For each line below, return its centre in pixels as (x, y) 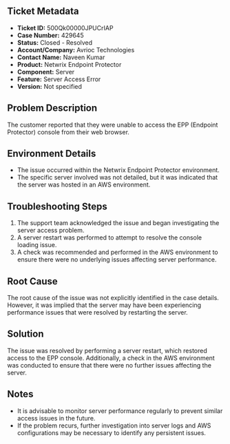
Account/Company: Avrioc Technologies (76, 50)
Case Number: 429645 (50, 35)
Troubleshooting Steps (57, 206)
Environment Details (52, 154)
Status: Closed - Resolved (55, 42)
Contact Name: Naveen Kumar (61, 57)
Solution (25, 334)
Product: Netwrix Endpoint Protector (69, 64)
